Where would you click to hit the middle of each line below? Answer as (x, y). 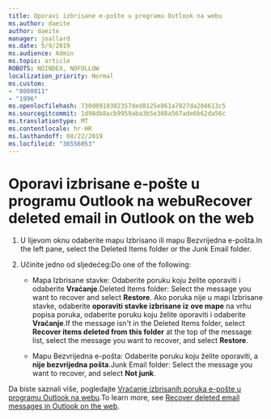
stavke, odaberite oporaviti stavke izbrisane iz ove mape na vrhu (142, 306)
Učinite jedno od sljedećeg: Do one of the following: (106, 265)
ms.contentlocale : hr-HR (50, 129)
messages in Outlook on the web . (64, 406)
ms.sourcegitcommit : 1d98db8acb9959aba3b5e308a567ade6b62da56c (117, 114)
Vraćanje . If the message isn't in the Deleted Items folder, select (138, 324)
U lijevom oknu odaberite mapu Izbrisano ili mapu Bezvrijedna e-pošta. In (141, 240)
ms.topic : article (39, 61)
